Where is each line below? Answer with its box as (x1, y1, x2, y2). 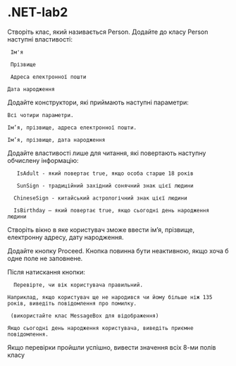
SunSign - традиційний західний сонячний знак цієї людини (16, 182, 194, 189)
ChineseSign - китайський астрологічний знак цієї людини (13, 195, 188, 202)
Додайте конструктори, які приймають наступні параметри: (7, 98, 189, 106)
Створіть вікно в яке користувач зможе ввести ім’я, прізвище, (7, 225, 195, 233)
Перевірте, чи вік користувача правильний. (13, 281, 143, 288)
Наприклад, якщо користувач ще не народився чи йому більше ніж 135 (7, 293, 213, 300)
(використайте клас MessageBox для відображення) (10, 312, 159, 319)
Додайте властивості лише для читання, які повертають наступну (7, 149, 206, 157)
